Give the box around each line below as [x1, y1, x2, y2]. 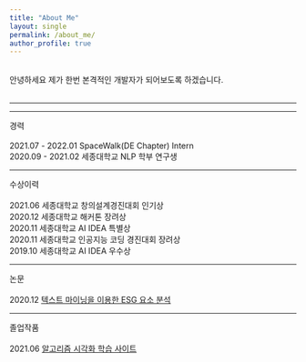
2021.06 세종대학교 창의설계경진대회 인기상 [9, 200, 164, 211]
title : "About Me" [9, 13, 79, 23]
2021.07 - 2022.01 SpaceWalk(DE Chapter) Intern [9, 140, 194, 151]
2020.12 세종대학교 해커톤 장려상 [9, 211, 127, 223]
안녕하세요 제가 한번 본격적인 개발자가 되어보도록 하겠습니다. [9, 75, 224, 85]
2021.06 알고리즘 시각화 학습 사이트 [9, 343, 138, 355]
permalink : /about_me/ [9, 30, 96, 39]
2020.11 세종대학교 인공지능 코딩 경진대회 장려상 [9, 234, 181, 246]
